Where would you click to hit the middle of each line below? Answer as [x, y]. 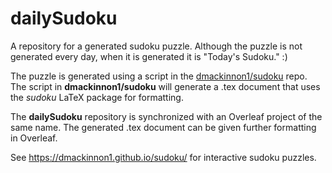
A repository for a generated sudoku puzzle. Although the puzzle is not [156, 46]
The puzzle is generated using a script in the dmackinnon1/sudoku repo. [159, 76]
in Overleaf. [34, 138]
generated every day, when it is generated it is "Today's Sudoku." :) [149, 56]
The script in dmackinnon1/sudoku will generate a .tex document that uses [165, 86]
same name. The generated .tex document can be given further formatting [163, 127]
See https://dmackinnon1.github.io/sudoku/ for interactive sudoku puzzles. [163, 157]
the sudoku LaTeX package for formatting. [97, 97]
